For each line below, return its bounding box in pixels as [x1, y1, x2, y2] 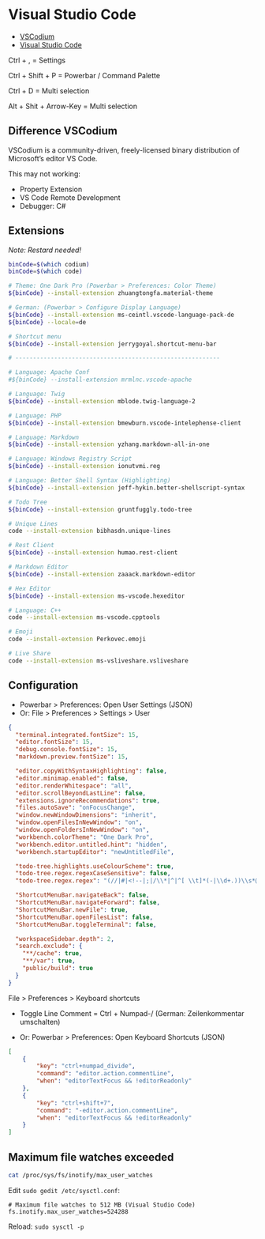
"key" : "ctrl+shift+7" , [36, 1099, 114, 1107]
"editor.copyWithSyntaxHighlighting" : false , [15, 767, 168, 775]
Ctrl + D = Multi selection [8, 85, 90, 96]
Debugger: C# [19, 201, 66, 210]
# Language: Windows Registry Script [8, 455, 132, 463]
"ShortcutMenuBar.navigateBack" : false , [15, 891, 150, 899]
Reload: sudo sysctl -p [8, 1222, 84, 1231]
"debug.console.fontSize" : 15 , [15, 746, 118, 754]
